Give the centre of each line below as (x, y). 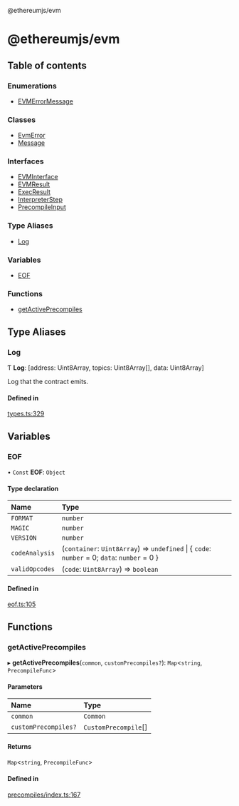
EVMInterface (38, 177)
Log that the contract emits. (48, 382)
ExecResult (34, 192)
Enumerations (32, 86)
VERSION (24, 538)
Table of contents (47, 65)
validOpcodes (33, 569)
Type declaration (33, 488)
